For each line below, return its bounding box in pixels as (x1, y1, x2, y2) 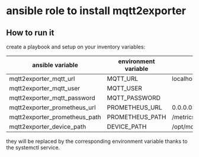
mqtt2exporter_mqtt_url (9, 75, 75, 83)
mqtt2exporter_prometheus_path (9, 113, 102, 121)
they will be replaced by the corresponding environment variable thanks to (6, 138, 188, 145)
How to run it (6, 28, 54, 38)
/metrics (171, 113, 195, 121)
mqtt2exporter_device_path (9, 123, 86, 130)
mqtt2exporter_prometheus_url (9, 103, 96, 112)
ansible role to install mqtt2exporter (6, 4, 187, 18)
